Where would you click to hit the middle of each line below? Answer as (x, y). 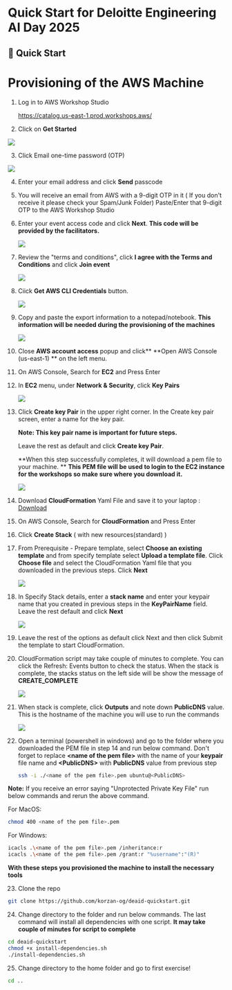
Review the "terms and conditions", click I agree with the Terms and (115, 257)
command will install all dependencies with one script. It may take (112, 921)
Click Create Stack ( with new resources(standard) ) (92, 534)
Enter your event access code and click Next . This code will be (108, 223)
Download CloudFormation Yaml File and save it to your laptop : (109, 500)
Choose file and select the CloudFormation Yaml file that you (105, 563)
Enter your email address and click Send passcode (90, 182)
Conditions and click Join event (64, 264)
